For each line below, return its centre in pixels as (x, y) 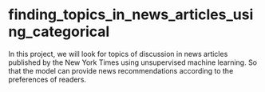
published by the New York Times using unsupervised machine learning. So (133, 62)
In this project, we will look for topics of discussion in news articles (118, 54)
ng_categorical (59, 32)
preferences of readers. (47, 79)
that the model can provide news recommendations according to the (121, 70)
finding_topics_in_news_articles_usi (131, 15)
